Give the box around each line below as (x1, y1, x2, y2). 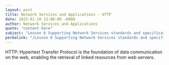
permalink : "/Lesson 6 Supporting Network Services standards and (5, 35, 147, 40)
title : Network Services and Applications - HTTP (5, 12, 112, 17)
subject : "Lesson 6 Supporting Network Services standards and (5, 30, 141, 35)
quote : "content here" (5, 26, 53, 31)
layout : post (5, 7, 33, 12)
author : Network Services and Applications (5, 21, 98, 26)
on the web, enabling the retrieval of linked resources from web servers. (5, 54, 155, 60)
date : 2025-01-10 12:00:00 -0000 (5, 16, 75, 21)
